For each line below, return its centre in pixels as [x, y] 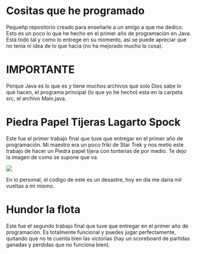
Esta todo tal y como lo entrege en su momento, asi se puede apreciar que [96, 39]
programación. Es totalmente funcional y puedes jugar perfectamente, [91, 232]
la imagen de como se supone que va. [52, 157]
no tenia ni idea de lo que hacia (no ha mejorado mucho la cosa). [85, 46]
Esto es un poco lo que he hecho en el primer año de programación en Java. [99, 33]
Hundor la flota [43, 209]
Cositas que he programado [76, 11]
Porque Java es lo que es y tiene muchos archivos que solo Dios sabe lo [94, 86]
